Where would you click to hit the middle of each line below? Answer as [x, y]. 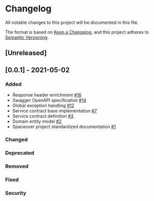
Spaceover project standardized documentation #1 [64, 127]
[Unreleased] [26, 53]
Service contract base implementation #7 [55, 111]
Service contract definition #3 [43, 116]
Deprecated [20, 153]
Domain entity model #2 [37, 121]
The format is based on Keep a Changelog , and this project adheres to [77, 32]
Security [16, 193]
